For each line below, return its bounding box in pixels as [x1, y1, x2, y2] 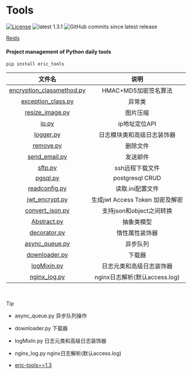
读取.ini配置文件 [115, 185, 159, 193]
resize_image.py [24, 109, 70, 117]
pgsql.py [35, 174, 60, 182]
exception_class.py [21, 97, 74, 106]
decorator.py [29, 228, 65, 237]
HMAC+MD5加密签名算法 [102, 87, 173, 95]
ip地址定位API [118, 120, 157, 128]
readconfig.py [28, 184, 67, 192]
